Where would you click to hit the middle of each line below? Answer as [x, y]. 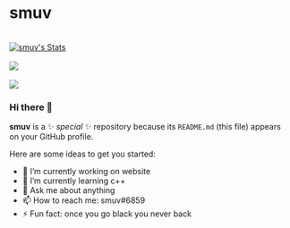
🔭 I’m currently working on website [86, 172]
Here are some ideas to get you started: [83, 154]
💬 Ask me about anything [68, 190]
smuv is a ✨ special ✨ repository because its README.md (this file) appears [145, 127]
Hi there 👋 [31, 107]
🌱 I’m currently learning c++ [74, 181]
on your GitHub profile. [51, 137]
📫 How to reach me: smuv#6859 [84, 200]
